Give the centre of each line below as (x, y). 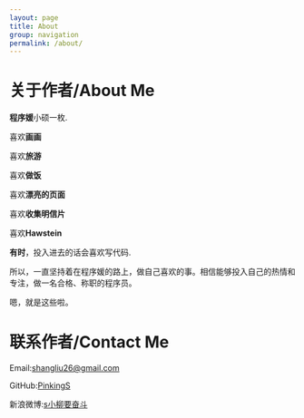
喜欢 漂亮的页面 (37, 195)
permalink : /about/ (46, 43)
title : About (34, 26)
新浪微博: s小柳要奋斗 (49, 404)
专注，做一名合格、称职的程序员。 (73, 283)
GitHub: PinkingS (40, 385)
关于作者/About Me (82, 91)
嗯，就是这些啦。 (41, 302)
